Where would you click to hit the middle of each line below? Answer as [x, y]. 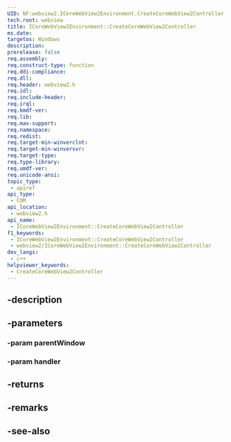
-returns [26, 384]
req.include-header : [37, 98]
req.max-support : [32, 123]
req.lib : [20, 117]
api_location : [28, 207]
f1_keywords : [26, 233]
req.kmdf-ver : [28, 110]
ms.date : [20, 33]
